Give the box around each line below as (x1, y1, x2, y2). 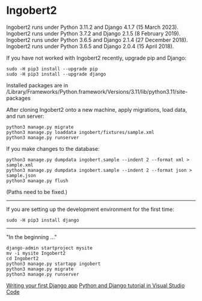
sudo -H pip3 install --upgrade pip (6, 65, 98, 72)
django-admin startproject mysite (6, 245, 93, 251)
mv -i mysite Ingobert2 (6, 250, 66, 256)
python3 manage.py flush (6, 178, 69, 184)
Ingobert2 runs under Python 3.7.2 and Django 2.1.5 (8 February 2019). (6, 29, 181, 37)
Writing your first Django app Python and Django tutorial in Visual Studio (6, 282, 185, 289)
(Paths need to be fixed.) (6, 188, 68, 195)
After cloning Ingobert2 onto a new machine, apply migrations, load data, (6, 106, 188, 113)
